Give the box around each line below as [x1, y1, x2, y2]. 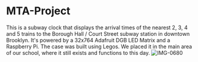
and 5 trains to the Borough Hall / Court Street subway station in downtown [6, 30, 190, 37]
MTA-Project [6, 4, 71, 18]
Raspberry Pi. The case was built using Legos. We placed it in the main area [6, 43, 192, 50]
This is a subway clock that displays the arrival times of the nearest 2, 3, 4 [6, 24, 188, 31]
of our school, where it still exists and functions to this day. [6, 49, 150, 56]
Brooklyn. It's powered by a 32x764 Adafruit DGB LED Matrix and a [6, 36, 171, 44]
